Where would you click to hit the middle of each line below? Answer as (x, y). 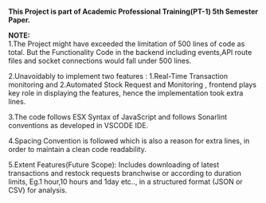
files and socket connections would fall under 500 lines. (100, 61)
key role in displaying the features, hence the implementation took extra (126, 93)
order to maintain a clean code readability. (78, 149)
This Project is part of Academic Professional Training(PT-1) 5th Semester (133, 12)
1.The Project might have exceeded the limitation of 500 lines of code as (127, 44)
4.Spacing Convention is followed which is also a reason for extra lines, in (129, 141)
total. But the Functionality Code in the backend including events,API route (130, 52)
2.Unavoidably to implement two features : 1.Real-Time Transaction (118, 76)
